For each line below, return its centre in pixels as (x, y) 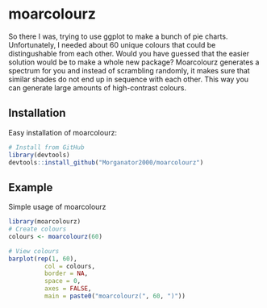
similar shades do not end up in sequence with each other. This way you (128, 79)
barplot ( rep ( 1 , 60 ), (43, 259)
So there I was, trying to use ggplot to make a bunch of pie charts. (118, 36)
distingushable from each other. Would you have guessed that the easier (129, 53)
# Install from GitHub (46, 147)
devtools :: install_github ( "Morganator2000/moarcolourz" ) (106, 162)
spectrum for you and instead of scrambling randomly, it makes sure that (129, 70)
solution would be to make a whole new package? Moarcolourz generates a (134, 62)
